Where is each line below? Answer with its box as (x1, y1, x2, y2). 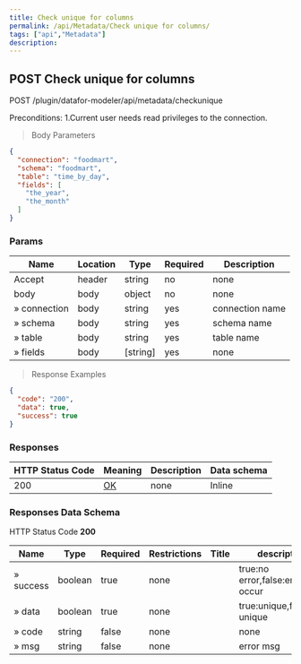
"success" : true (17, 411, 78, 420)
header (77, 273, 107, 286)
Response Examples (30, 369, 107, 380)
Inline (210, 479, 233, 491)
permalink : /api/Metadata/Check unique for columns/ (9, 22, 211, 30)
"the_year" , (25, 189, 70, 198)
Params (9, 235, 43, 247)
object (124, 288, 151, 300)
